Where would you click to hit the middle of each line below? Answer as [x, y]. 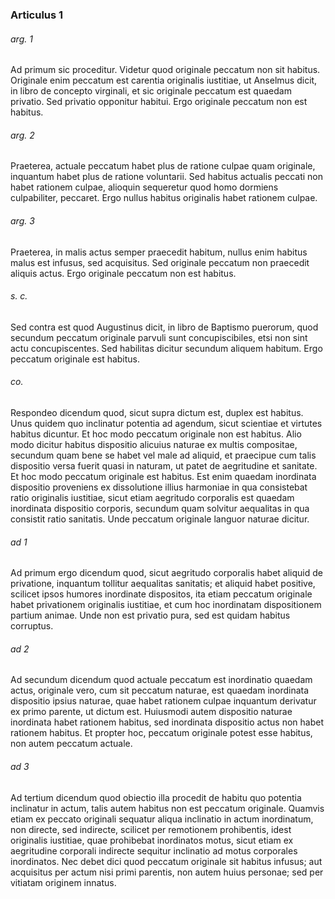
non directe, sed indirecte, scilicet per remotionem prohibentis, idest [151, 829]
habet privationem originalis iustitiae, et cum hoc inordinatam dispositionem [166, 605]
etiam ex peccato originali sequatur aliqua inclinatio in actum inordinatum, [162, 819]
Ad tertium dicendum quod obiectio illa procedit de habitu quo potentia [156, 797]
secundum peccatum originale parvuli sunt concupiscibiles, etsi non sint [159, 337]
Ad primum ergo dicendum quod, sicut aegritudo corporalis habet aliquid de [166, 573]
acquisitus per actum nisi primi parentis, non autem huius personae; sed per [167, 872]
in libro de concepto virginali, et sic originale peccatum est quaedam [151, 91]
